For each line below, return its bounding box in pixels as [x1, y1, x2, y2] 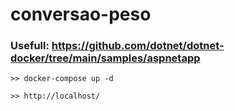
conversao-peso [10, 3, 152, 26]
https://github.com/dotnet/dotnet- [51, 39, 225, 53]
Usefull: [10, 39, 50, 53]
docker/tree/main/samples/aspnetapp [10, 51, 201, 65]
